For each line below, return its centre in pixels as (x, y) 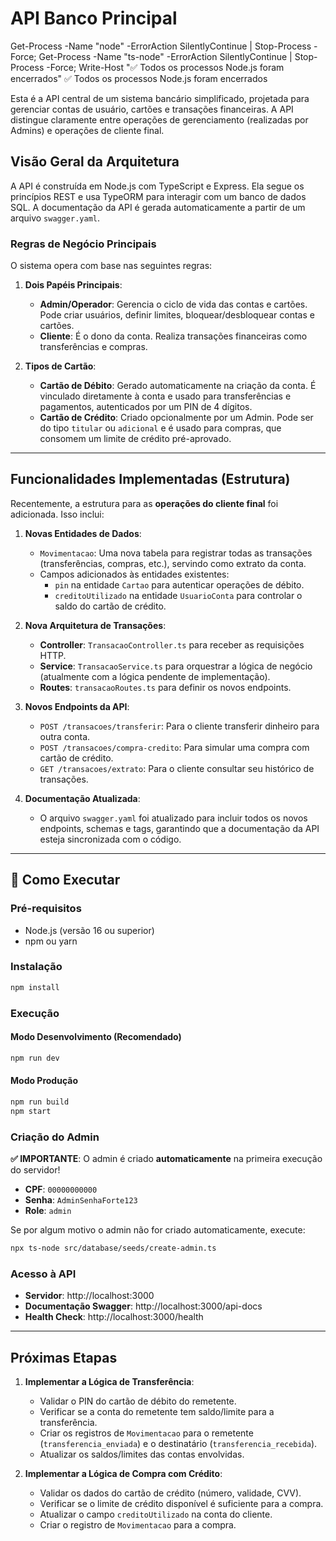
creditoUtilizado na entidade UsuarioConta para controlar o (178, 595)
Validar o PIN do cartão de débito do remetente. (138, 1401)
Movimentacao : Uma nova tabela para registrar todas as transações (176, 553)
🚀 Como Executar (65, 880)
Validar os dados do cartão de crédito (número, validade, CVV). (170, 1493)
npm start (31, 1111)
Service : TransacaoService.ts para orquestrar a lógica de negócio (176, 666)
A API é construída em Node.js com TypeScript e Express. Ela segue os (157, 186)
